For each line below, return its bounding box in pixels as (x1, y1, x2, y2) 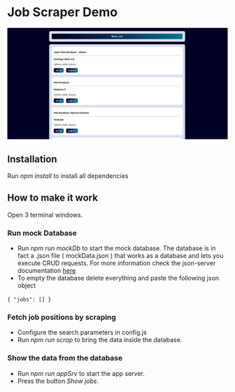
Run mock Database (7, 228, 77, 238)
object (17, 281, 36, 290)
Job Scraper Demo (7, 4, 117, 20)
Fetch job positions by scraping (7, 312, 117, 322)
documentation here (17, 266, 76, 275)
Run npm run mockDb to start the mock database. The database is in (17, 244, 216, 252)
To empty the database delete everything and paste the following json (17, 274, 220, 283)
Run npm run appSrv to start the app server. (17, 369, 145, 377)
